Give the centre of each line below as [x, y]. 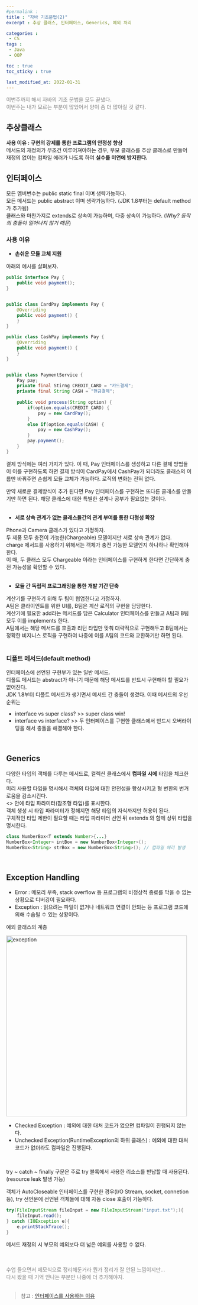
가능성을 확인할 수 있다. [39, 567]
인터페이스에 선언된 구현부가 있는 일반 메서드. [58, 672]
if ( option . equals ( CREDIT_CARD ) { [69, 408]
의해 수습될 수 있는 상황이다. [47, 915]
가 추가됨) [17, 208]
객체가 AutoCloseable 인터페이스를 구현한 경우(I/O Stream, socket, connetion [98, 1191]
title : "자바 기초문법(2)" [37, 17]
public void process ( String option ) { [64, 403]
